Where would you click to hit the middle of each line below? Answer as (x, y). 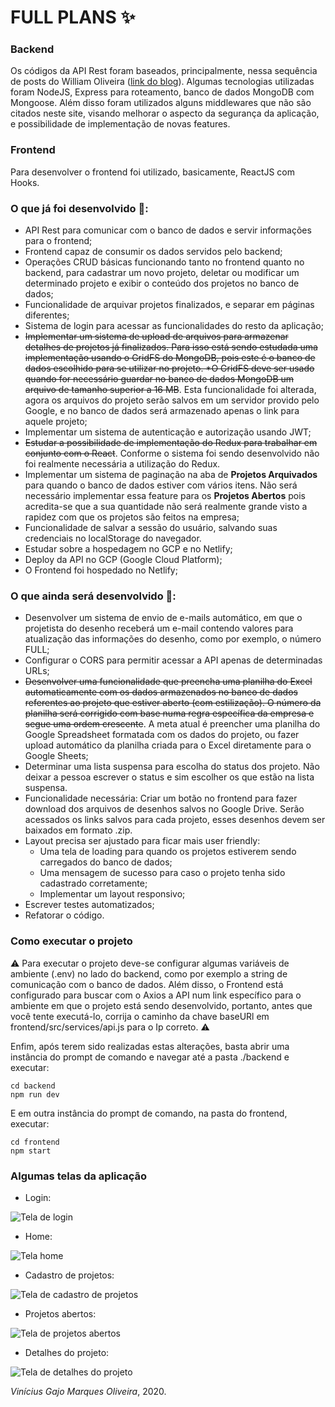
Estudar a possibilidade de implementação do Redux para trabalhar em (171, 443)
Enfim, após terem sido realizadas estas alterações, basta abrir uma (150, 1046)
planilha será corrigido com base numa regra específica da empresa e (169, 713)
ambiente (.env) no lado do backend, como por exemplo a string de (149, 973)
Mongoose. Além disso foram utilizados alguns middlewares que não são (161, 103)
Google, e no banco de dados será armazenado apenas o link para (162, 411)
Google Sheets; (56, 756)
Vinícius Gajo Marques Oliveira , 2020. (88, 1391)
